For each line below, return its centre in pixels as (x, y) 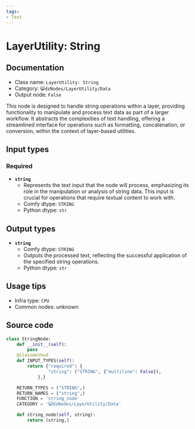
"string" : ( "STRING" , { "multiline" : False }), (105, 371)
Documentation (35, 68)
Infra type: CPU (32, 300)
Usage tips (26, 286)
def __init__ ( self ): (42, 344)
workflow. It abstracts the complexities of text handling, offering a (85, 118)
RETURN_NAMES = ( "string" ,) (51, 393)
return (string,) (48, 420)
